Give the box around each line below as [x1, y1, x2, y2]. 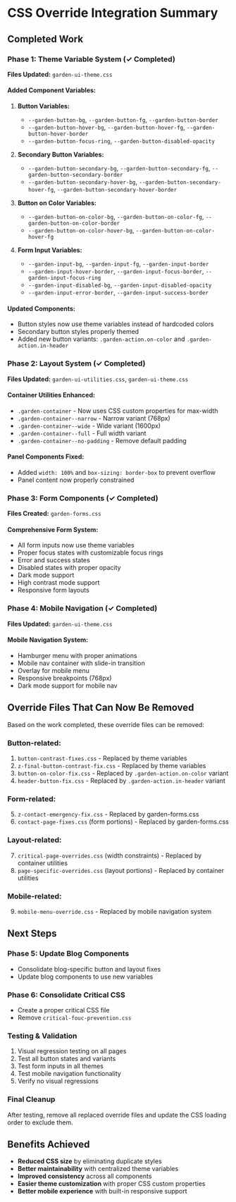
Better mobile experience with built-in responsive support [17, 1187, 188, 1196]
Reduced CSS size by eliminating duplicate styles [17, 1157, 162, 1165]
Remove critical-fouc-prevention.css [17, 1013, 132, 1022]
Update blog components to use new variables [17, 972, 154, 981]
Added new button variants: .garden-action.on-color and [17, 335, 185, 343]
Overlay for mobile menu [17, 666, 90, 674]
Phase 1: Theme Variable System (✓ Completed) [7, 54, 176, 64]
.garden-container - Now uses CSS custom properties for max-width [17, 407, 218, 415]
